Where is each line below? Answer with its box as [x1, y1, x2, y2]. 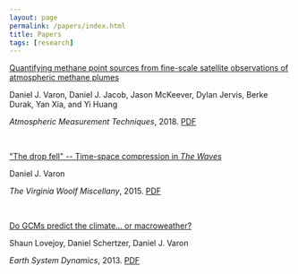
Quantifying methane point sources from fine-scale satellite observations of [9, 63, 289, 73]
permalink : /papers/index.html [9, 21, 126, 30]
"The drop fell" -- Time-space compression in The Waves [9, 151, 222, 162]
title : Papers [9, 30, 63, 39]
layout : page [9, 13, 58, 22]
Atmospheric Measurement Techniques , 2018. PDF [9, 116, 197, 127]
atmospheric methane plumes [9, 73, 119, 83]
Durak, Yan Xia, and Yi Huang [9, 99, 118, 110]
